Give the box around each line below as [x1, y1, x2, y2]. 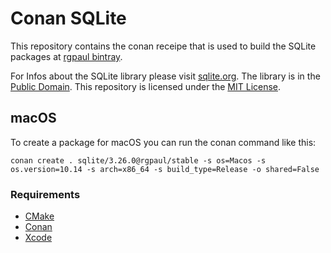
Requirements [10, 187, 81, 201]
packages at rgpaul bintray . [10, 50, 123, 62]
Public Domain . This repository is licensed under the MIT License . [10, 80, 282, 92]
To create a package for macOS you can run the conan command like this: [10, 136, 317, 148]
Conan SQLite [10, 7, 127, 30]
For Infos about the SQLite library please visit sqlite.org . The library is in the [10, 70, 321, 82]
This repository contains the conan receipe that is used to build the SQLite [10, 40, 317, 52]
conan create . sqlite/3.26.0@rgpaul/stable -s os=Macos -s [10, 155, 267, 166]
